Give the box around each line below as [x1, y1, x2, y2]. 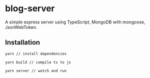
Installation [5, 39, 40, 47]
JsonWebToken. [5, 24, 38, 30]
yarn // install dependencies [5, 51, 67, 56]
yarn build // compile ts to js [5, 59, 71, 65]
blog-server [5, 3, 55, 14]
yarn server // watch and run [5, 68, 67, 73]
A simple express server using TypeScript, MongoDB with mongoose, [5, 19, 146, 25]
